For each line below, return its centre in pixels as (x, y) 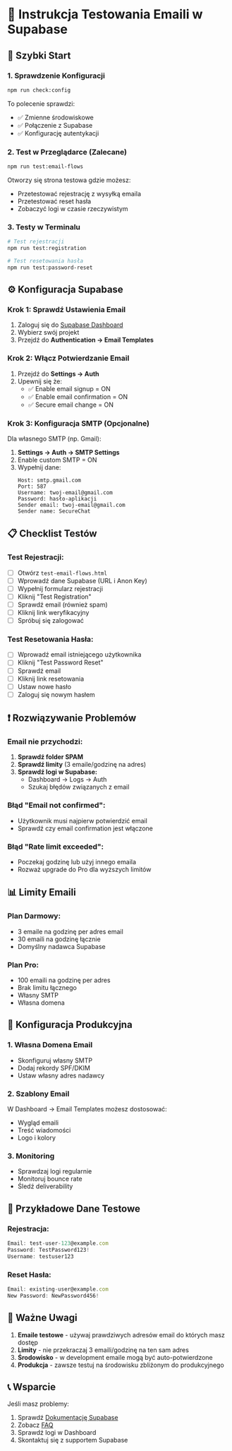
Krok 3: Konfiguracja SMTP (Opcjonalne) (79, 423)
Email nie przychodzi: (45, 742)
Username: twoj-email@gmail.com (65, 493)
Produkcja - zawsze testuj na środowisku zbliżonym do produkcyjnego (121, 1365)
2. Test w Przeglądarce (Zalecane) (67, 152)
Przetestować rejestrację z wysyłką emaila (79, 193)
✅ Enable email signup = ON (69, 388)
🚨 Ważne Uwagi (42, 1318)
